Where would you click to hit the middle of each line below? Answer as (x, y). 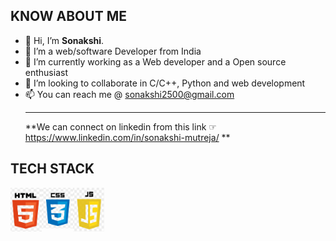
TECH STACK (52, 169)
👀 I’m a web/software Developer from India (113, 51)
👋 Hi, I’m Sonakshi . (64, 40)
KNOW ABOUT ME (68, 16)
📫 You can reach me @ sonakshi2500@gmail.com (129, 94)
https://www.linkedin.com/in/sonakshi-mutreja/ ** (127, 137)
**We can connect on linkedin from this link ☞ (120, 126)
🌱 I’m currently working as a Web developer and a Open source (155, 61)
